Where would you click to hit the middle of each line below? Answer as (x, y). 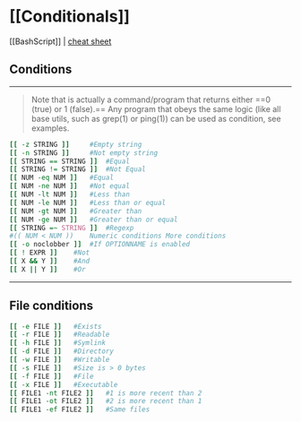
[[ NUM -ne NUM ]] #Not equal (69, 186)
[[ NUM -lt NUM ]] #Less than (69, 194)
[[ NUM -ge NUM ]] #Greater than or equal (94, 220)
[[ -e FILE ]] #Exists (56, 326)
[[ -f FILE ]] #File (52, 376)
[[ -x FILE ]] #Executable (64, 384)
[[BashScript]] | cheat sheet (60, 41)
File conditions (52, 306)
